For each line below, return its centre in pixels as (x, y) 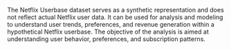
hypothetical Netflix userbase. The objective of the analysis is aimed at (108, 32)
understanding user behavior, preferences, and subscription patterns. (107, 39)
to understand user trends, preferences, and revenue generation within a (111, 24)
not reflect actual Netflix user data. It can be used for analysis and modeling (115, 17)
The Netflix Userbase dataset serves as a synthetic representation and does (116, 10)
